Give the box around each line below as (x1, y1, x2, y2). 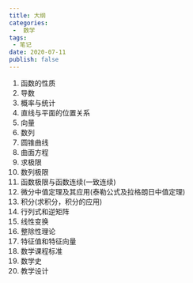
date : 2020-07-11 (9, 48, 66, 56)
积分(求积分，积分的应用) (20, 197, 103, 206)
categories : (9, 19, 48, 27)
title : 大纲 (9, 11, 46, 20)
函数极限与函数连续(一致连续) (20, 177, 117, 187)
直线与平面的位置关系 (20, 108, 90, 117)
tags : (9, 33, 27, 42)
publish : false (9, 56, 59, 64)
